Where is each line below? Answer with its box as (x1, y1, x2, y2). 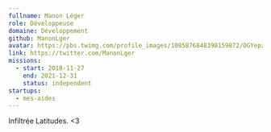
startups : (8, 86, 42, 95)
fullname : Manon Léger (8, 11, 85, 20)
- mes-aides (15, 94, 56, 102)
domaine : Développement (8, 27, 89, 35)
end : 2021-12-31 (23, 72, 78, 80)
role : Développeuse (8, 19, 74, 27)
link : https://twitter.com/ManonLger (8, 49, 135, 57)
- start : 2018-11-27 (15, 64, 85, 72)
